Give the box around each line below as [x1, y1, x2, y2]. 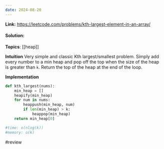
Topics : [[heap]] [5, 44, 39, 50]
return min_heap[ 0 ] [14, 116, 55, 121]
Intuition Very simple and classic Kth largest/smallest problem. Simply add [5, 53, 159, 59]
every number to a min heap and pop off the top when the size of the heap [5, 59, 159, 65]
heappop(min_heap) [32, 111, 71, 117]
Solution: [5, 33, 25, 39]
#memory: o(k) [5, 130, 35, 135]
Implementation [5, 74, 39, 80]
